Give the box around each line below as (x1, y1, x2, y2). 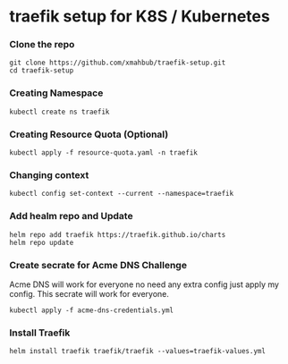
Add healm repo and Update (9, 210, 133, 223)
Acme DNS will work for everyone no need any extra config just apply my (9, 279, 280, 290)
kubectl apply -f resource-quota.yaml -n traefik (9, 148, 199, 157)
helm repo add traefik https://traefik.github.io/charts (9, 230, 226, 239)
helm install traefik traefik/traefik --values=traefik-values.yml (9, 347, 267, 356)
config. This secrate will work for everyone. (9, 288, 170, 299)
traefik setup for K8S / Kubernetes (9, 6, 270, 27)
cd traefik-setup (9, 66, 74, 75)
